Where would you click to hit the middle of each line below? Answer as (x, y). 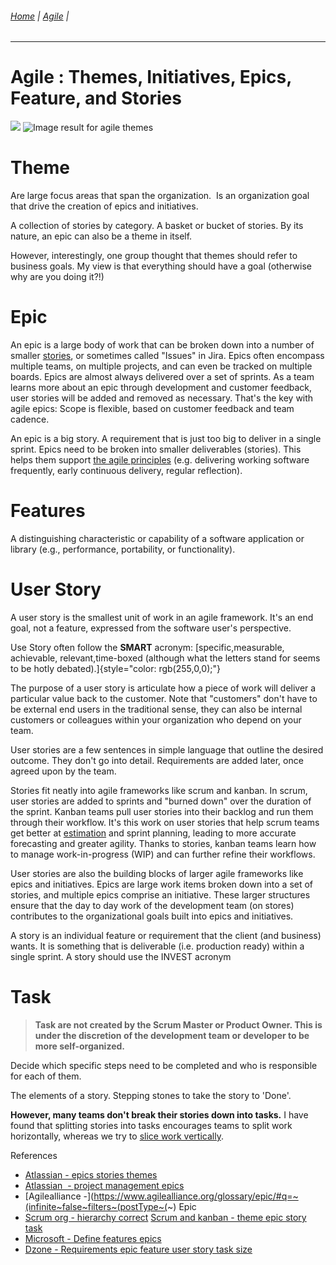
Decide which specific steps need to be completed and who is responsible (164, 1065)
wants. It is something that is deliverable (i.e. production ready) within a (157, 946)
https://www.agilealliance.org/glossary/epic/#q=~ (196, 1196)
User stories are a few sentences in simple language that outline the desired (167, 749)
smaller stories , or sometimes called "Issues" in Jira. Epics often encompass (167, 356)
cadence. (30, 419)
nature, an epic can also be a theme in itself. (101, 236)
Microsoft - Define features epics (93, 1238)
